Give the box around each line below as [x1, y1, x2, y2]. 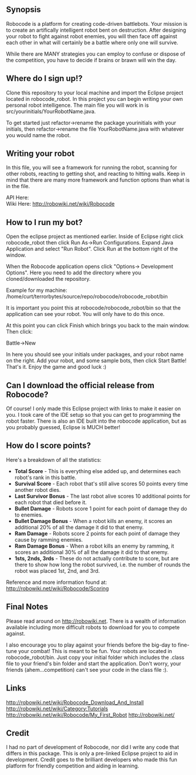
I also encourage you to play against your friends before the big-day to [6, 641, 177, 648]
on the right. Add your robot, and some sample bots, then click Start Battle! [6, 357, 187, 364]
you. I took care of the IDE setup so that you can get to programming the [6, 412, 181, 419]
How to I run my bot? [6, 217, 83, 227]
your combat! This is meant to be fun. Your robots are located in [18, 647, 173, 654]
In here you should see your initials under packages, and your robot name [6, 351, 184, 358]
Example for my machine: [6, 287, 67, 294]
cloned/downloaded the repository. [6, 276, 91, 283]
